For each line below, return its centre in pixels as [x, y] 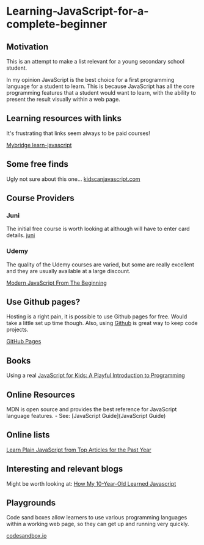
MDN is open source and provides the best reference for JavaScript [92, 409]
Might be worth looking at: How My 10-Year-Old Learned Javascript [91, 483]
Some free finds [37, 164]
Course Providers [40, 198]
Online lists [28, 435]
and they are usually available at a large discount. [68, 271]
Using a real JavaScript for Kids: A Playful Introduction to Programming [96, 375]
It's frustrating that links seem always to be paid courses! [78, 133]
